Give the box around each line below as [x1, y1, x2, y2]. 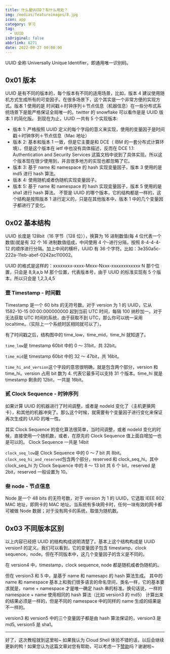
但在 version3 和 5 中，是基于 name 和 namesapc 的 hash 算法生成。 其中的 [5, 572, 163, 579]
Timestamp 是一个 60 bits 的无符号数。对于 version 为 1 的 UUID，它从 [5, 302, 152, 308]
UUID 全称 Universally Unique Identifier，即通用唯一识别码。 [5, 59, 132, 66]
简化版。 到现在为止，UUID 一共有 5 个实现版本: [18, 116, 118, 122]
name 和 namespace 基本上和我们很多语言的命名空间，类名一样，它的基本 [5, 579, 160, 585]
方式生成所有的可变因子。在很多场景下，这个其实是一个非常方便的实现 [9, 97, 156, 103]
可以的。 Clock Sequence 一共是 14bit [9, 439, 89, 445]
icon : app [5, 17, 26, 22]
